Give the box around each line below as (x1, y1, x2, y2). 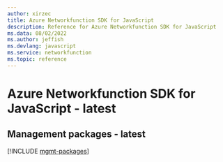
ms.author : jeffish (7, 36, 64, 43)
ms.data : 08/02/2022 (7, 29, 68, 37)
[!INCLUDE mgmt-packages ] (7, 147, 89, 155)
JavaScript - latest (7, 101, 116, 116)
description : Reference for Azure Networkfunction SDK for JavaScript (7, 23, 217, 30)
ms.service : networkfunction (7, 50, 92, 57)
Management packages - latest (7, 128, 146, 140)
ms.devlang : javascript (7, 43, 77, 50)
